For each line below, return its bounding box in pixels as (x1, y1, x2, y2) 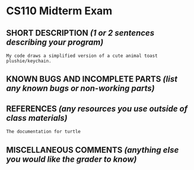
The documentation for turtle (6, 129, 81, 135)
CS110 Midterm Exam (6, 4, 113, 18)
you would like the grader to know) (6, 154, 137, 164)
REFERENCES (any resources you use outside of (6, 103, 188, 114)
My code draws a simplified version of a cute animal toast (6, 53, 158, 59)
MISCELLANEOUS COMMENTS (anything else (6, 144, 179, 155)
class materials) (6, 113, 68, 123)
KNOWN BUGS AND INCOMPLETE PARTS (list (6, 74, 178, 84)
